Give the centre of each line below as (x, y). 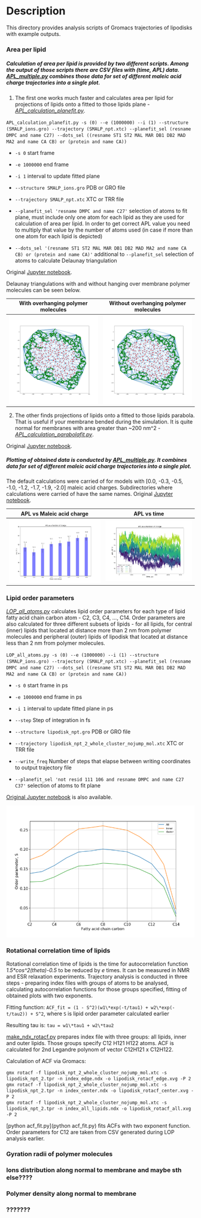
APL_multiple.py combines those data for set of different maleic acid (94, 77)
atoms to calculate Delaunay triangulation (66, 260)
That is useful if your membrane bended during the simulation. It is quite (104, 422)
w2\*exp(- (163, 1007)
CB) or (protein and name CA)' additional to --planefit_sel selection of (104, 254)
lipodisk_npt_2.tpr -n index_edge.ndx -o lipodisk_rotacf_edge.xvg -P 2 (99, 1079)
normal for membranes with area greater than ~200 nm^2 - (88, 428)
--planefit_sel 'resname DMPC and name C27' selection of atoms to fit (101, 211)
